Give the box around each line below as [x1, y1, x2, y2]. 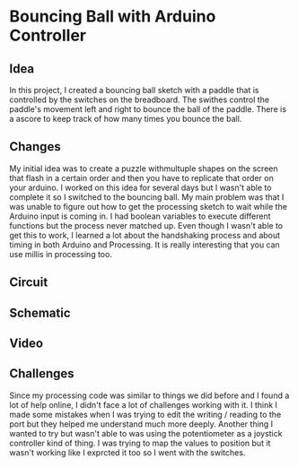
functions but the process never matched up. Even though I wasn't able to [9, 220, 284, 230]
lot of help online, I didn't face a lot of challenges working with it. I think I [9, 399, 278, 410]
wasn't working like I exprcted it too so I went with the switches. [9, 446, 246, 458]
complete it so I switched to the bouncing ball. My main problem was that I [9, 191, 285, 203]
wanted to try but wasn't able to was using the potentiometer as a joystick [9, 428, 283, 438]
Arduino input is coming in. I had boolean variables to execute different [9, 211, 271, 221]
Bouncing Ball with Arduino [9, 6, 216, 27]
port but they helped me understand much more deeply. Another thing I [9, 419, 274, 429]
